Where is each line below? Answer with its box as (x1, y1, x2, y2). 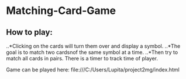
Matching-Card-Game (6, 4, 116, 17)
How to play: (6, 27, 53, 37)
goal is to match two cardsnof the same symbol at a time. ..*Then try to (6, 49, 178, 56)
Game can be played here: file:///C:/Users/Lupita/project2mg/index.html (6, 66, 180, 73)
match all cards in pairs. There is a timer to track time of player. (6, 55, 158, 62)
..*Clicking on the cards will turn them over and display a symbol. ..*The (6, 42, 181, 49)
